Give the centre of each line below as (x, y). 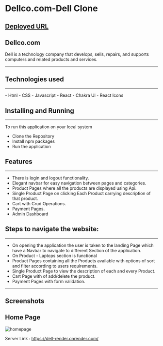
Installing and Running (40, 111)
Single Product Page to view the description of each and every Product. (84, 271)
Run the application (31, 147)
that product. (25, 198)
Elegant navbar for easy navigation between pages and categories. (79, 183)
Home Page (23, 317)
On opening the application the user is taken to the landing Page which (83, 245)
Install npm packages (33, 141)
